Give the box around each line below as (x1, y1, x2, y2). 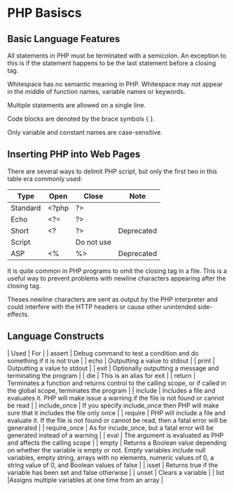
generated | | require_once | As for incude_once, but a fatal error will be (7, 423, 214, 432)
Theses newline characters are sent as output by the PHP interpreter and (7, 295, 219, 303)
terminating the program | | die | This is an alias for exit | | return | (7, 371, 196, 379)
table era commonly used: (7, 174, 83, 183)
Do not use (75, 237, 112, 247)
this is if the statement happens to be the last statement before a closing (7, 59, 216, 67)
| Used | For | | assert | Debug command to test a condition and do (7, 349, 199, 357)
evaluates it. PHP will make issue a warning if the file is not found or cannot (7, 394, 224, 402)
